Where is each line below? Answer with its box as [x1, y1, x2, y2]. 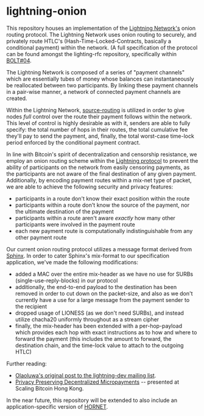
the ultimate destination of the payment [15, 207, 114, 215]
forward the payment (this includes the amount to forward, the [15, 335, 172, 342]
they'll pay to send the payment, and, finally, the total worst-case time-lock [6, 132, 195, 140]
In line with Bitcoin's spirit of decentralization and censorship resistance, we [6, 151, 197, 158]
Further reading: [6, 360, 47, 367]
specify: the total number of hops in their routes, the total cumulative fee [6, 126, 188, 133]
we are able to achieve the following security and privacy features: [6, 183, 174, 190]
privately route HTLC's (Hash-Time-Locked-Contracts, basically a [6, 37, 172, 45]
